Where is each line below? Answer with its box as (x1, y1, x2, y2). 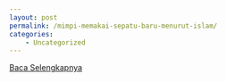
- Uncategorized (25, 37, 87, 47)
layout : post (9, 12, 58, 22)
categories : (9, 29, 54, 38)
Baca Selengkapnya (9, 62, 83, 73)
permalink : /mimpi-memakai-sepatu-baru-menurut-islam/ (9, 21, 218, 30)
